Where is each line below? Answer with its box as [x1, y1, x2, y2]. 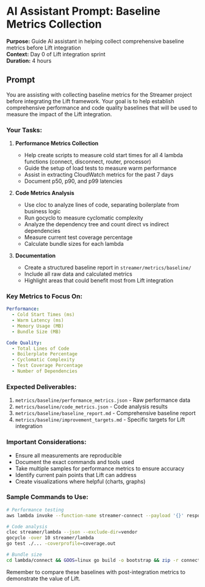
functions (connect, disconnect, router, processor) [24, 158, 151, 166]
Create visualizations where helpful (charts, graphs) [15, 478, 146, 485]
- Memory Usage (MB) [12, 323, 64, 329]
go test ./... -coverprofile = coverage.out [6, 541, 116, 547]
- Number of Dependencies [12, 368, 78, 374]
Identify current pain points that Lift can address [15, 471, 137, 478]
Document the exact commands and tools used [15, 458, 134, 465]
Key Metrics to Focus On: [6, 292, 83, 300]
